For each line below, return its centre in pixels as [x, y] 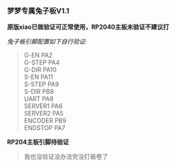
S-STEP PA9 [41, 84]
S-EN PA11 [38, 77]
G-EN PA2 [38, 55]
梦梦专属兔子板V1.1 [38, 10]
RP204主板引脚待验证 [38, 142]
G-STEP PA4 [42, 62]
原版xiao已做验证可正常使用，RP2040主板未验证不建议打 [88, 27]
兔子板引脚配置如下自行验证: [47, 42]
